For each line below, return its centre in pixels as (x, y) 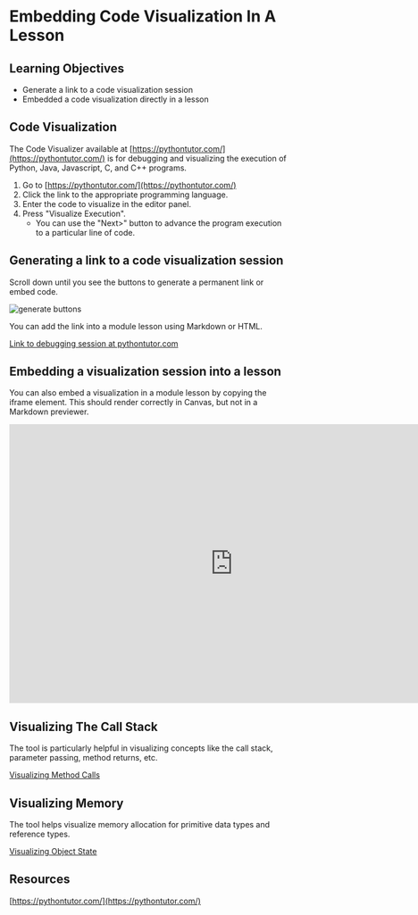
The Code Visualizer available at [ (71, 148)
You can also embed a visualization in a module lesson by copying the (138, 393)
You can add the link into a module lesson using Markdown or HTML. (136, 326)
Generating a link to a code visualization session (146, 261)
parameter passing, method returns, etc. (84, 758)
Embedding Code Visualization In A (143, 17)
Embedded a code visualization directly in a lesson (116, 99)
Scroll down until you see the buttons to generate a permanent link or (137, 282)
